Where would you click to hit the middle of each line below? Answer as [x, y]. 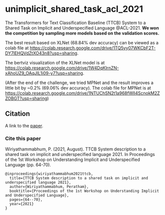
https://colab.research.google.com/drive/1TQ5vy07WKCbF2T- [93, 48]
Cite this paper [23, 138]
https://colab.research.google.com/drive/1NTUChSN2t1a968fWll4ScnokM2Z [82, 93]
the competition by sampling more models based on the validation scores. [82, 33]
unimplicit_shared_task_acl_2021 [74, 9]
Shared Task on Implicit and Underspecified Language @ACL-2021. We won [82, 28]
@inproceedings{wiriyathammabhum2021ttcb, [49, 174]
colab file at [17, 48]
